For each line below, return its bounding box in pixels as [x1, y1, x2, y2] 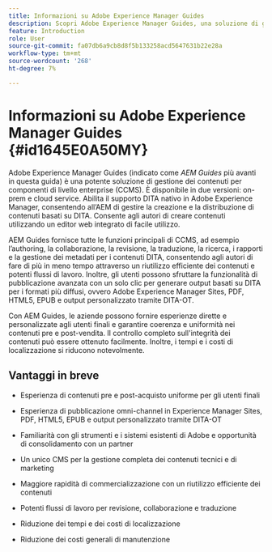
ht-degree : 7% [8, 65, 57, 73]
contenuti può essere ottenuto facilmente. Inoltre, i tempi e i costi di [8, 337, 233, 346]
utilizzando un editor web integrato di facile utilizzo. [8, 219, 181, 229]
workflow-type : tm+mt [8, 49, 82, 57]
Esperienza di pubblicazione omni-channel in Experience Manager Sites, [19, 406, 263, 415]
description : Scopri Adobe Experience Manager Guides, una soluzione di [8, 19, 259, 28]
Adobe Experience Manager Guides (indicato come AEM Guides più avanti [8, 168, 257, 177]
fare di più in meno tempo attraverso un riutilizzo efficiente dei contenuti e [8, 261, 255, 270]
